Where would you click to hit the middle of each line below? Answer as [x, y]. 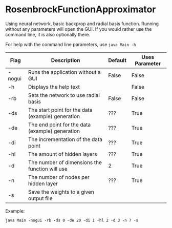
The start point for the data [60, 110]
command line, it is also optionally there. [48, 34]
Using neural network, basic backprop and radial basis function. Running [82, 24]
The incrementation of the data [65, 139]
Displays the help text [54, 87]
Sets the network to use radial [64, 95]
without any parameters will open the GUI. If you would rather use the [79, 29]
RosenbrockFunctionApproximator [81, 9]
